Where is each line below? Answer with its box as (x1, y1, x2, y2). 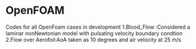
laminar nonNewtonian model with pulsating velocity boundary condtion (5, 29, 183, 36)
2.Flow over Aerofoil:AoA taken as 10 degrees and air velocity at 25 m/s (5, 36, 182, 43)
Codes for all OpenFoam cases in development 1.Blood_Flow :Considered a (5, 23, 191, 30)
